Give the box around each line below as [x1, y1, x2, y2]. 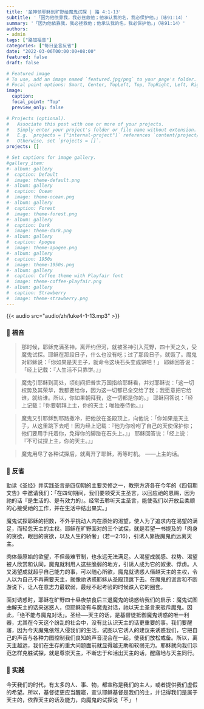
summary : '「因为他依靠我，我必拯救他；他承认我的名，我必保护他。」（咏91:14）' [6, 20, 186, 26]
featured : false [6, 54, 47, 60]
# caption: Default [6, 171, 59, 178]
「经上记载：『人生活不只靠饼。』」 [21, 366, 104, 373]
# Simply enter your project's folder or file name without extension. [6, 127, 197, 133]
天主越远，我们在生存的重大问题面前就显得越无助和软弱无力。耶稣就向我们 [6, 642, 192, 649]
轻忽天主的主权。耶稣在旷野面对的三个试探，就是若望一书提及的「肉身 [22, 525, 198, 533]
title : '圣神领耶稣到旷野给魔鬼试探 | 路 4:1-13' [6, 8, 121, 15]
